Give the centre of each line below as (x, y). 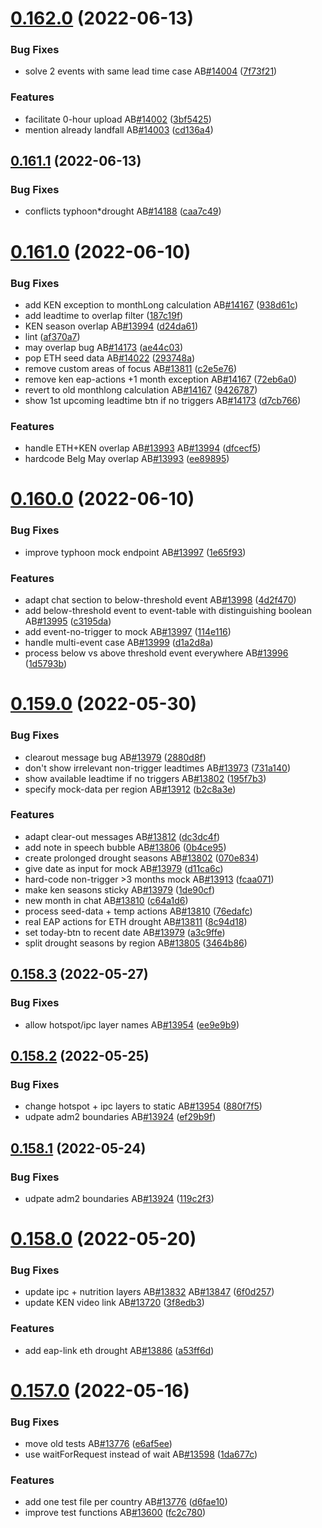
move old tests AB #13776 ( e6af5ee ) (98, 1444)
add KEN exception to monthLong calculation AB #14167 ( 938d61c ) (161, 304)
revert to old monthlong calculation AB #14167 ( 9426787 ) (141, 389)
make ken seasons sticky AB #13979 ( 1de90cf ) (120, 889)
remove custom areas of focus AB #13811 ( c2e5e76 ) (131, 368)
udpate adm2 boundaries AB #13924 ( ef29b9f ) (120, 1117)
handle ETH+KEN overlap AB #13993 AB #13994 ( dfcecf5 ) (143, 448)
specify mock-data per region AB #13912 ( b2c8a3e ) (130, 789)
